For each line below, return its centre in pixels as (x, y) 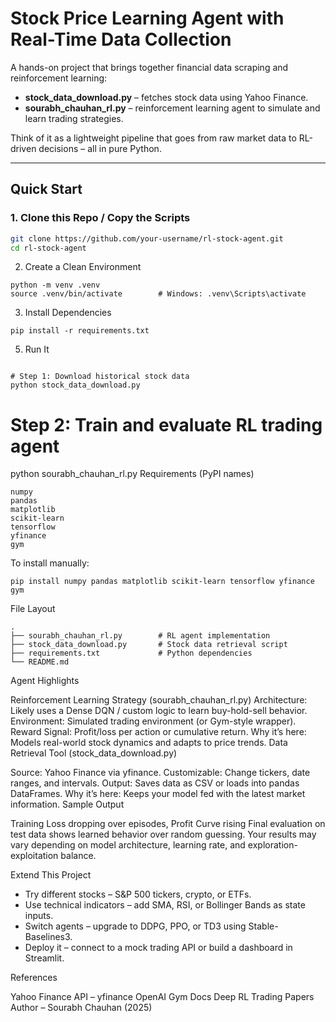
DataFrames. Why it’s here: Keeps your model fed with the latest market (158, 794)
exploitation (34, 856)
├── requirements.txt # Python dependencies (131, 653)
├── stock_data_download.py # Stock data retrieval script (149, 645)
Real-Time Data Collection (121, 39)
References (34, 978)
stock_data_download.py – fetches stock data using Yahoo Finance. (166, 97)
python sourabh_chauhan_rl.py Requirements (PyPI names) (132, 474)
